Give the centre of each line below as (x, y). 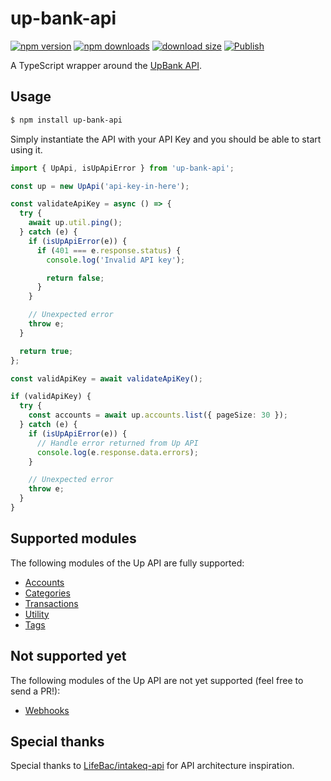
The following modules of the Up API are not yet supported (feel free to (157, 680)
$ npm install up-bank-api (66, 120)
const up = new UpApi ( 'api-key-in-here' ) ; (100, 186)
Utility (37, 614)
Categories (47, 593)
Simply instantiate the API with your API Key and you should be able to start (166, 139)
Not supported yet (68, 656)
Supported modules (73, 538)
